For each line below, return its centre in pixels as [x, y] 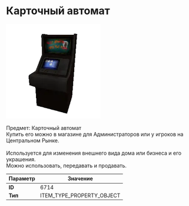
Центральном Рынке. [33, 140]
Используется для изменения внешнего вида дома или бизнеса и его [94, 153]
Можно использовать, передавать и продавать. [67, 165]
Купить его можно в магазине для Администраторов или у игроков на [95, 134]
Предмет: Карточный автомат [44, 127]
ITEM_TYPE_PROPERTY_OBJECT [80, 195]
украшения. [21, 159]
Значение [80, 179]
